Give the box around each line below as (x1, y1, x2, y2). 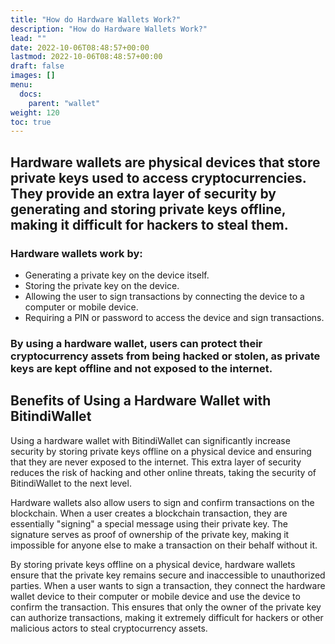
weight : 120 (10, 107, 60, 118)
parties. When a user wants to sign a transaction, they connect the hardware (10, 579, 326, 591)
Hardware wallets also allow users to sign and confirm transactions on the (10, 496, 315, 508)
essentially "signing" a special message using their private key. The (10, 517, 288, 530)
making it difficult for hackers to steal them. (10, 216, 289, 233)
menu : (10, 80, 33, 90)
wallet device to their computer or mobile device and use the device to (10, 590, 301, 602)
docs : (19, 89, 43, 99)
